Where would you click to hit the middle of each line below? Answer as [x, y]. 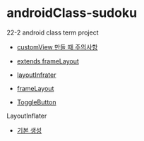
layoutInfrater [36, 75]
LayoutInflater [27, 116]
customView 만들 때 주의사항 [57, 47]
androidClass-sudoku [72, 13]
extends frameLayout [48, 61]
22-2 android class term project [53, 32]
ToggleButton [36, 102]
